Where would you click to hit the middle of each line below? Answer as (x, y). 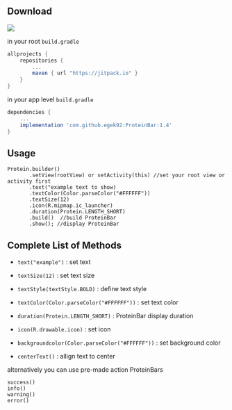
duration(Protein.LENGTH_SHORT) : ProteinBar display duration (105, 316)
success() (22, 383)
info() (17, 388)
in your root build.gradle (43, 41)
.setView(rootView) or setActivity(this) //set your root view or (127, 175)
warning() (22, 395)
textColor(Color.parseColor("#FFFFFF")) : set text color (98, 302)
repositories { (42, 60)
